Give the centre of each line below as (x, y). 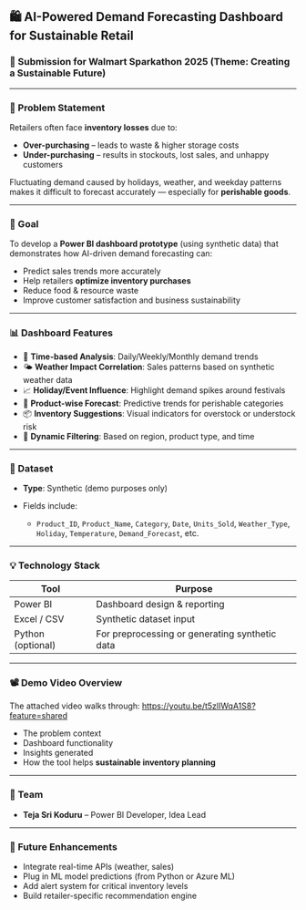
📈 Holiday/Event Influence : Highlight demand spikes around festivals (154, 390)
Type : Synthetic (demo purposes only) (95, 488)
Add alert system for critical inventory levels (105, 886)
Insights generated (58, 753)
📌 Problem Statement (57, 108)
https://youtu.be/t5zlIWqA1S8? (199, 706)
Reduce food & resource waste (81, 291)
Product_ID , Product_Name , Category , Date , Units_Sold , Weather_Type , (163, 523)
